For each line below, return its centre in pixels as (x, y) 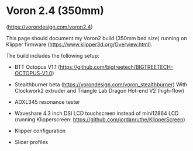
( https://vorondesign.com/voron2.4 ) (49, 27)
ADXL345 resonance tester (47, 102)
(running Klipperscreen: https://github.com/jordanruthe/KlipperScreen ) (100, 119)
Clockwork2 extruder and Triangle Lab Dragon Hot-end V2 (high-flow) (99, 90)
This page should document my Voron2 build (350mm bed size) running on (96, 38)
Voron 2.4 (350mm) (55, 11)
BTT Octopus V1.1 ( (37, 67)
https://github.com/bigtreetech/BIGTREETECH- (116, 67)
